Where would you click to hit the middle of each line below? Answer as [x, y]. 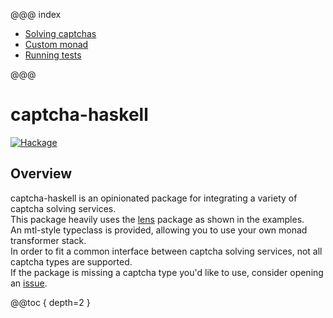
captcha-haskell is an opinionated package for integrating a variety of [154, 198]
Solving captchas [60, 33]
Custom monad [56, 44]
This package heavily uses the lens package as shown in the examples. [157, 219]
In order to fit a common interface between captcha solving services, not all [166, 251]
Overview [41, 174]
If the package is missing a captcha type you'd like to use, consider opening [167, 272]
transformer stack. [48, 240]
